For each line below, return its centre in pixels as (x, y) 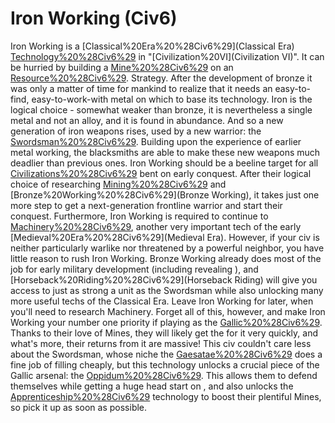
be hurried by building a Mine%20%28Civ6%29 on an (122, 67)
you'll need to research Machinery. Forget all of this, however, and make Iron (168, 311)
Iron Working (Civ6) (94, 18)
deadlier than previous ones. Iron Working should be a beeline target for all (164, 163)
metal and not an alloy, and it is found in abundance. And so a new (147, 120)
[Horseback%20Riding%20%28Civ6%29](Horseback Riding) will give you (164, 279)
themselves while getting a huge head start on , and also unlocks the (152, 386)
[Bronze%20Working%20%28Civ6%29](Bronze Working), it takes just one (165, 194)
